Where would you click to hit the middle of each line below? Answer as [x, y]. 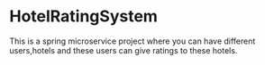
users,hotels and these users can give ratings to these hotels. [123, 50]
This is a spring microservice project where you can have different [132, 41]
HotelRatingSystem [83, 16]
